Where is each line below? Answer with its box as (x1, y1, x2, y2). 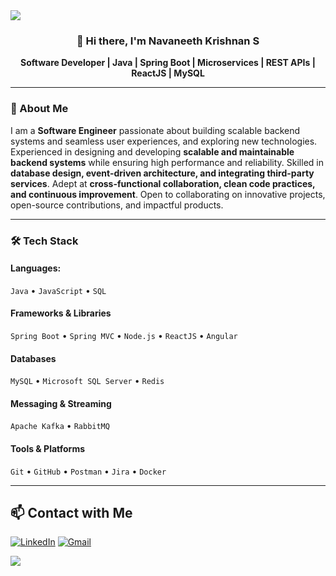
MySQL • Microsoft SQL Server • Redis (10, 375, 165, 387)
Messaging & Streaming (10, 397, 112, 409)
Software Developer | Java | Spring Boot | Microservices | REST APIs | (20, 57, 316, 69)
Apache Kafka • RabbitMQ (10, 420, 110, 432)
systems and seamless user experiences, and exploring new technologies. (10, 135, 318, 147)
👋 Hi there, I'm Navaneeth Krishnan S (76, 34, 260, 48)
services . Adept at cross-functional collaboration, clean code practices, (10, 177, 316, 189)
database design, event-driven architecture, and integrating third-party (10, 167, 315, 179)
